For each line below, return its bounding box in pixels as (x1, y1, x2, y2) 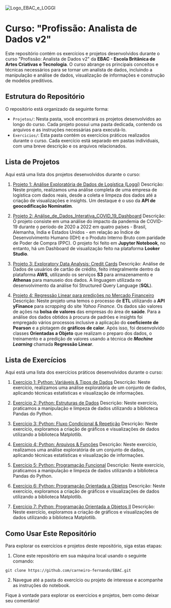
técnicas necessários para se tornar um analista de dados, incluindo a (5, 66, 153, 72)
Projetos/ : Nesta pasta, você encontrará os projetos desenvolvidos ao (12, 115, 162, 122)
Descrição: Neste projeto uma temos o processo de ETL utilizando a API (12, 298, 165, 304)
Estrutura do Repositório (5, 92, 85, 101)
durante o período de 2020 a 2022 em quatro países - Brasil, (18, 224, 147, 230)
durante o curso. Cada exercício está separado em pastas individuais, (12, 137, 160, 143)
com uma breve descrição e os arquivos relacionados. (12, 143, 127, 149)
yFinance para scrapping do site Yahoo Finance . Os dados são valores (12, 303, 162, 309)
